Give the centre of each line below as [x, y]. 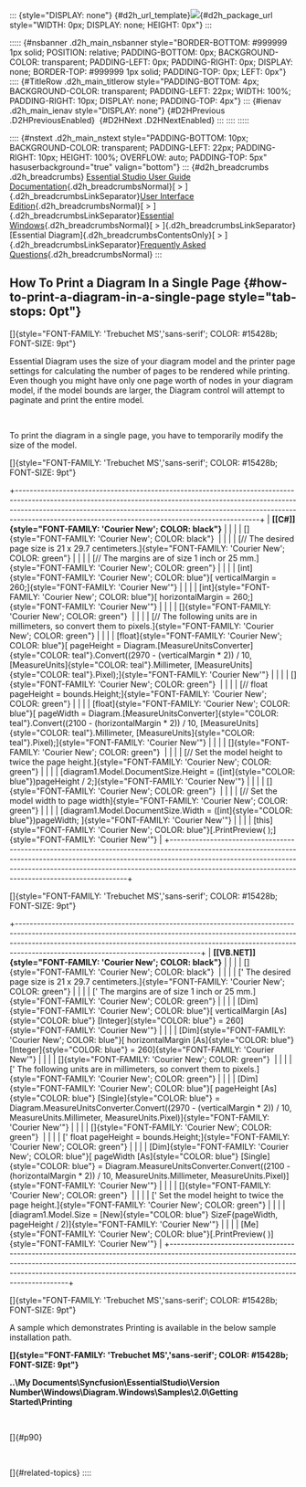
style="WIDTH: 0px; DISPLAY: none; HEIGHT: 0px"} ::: [111, 25]
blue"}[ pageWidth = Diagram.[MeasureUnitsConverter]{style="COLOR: [144, 713]
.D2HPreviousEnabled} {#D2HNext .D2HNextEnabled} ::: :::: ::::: [129, 120]
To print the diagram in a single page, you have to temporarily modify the [147, 435]
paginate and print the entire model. [77, 400]
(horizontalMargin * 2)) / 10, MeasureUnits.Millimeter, [109, 1176]
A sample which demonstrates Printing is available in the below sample [143, 1327]
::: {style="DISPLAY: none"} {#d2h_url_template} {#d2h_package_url [141, 15]
